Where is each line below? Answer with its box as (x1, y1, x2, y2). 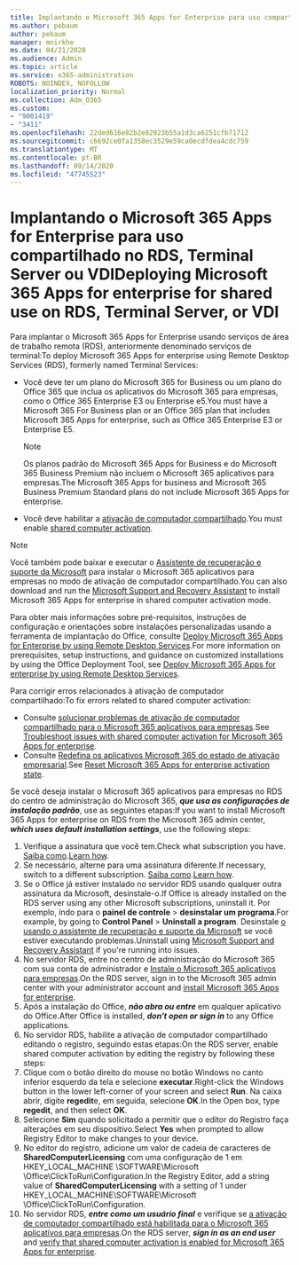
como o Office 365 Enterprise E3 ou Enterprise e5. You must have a (22, 396, 269, 406)
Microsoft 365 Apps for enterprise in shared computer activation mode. (10, 595, 271, 606)
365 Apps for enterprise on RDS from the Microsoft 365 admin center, (10, 814, 265, 825)
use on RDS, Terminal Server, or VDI (10, 302, 279, 322)
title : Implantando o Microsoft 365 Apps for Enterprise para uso (10, 12, 261, 22)
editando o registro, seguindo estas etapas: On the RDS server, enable (22, 1039, 279, 1049)
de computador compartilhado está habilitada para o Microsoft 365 (22, 1218, 269, 1229)
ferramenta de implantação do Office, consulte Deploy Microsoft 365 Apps (10, 631, 283, 641)
